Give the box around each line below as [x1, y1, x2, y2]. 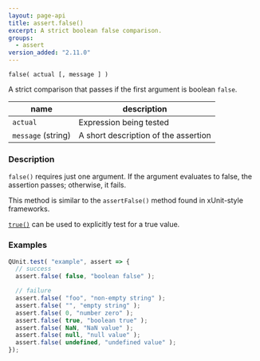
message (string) [12, 130, 72, 140]
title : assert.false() [8, 19, 84, 27]
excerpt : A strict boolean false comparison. [8, 26, 162, 34]
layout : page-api [8, 11, 66, 20]
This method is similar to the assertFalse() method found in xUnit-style [8, 196, 243, 206]
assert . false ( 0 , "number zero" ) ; [15, 308, 134, 317]
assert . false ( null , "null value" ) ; [15, 332, 141, 339]
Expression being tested [78, 117, 170, 128]
